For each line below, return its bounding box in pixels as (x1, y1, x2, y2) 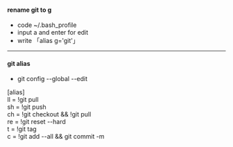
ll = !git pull (7, 96, 40, 104)
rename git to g (7, 6, 52, 14)
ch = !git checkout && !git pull (7, 110, 92, 119)
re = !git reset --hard (7, 118, 66, 126)
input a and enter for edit (17, 28, 89, 37)
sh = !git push (7, 103, 46, 111)
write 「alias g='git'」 (17, 37, 80, 45)
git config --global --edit (17, 75, 88, 83)
